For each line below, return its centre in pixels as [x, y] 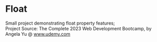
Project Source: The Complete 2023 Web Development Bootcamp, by [78, 28]
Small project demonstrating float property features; [60, 23]
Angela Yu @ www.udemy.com [38, 34]
